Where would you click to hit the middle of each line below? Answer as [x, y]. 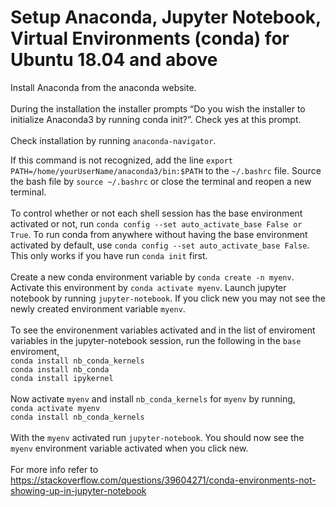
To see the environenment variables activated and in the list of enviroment [163, 330]
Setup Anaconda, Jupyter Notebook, [166, 17]
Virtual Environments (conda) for [150, 38]
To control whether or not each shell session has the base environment [156, 213]
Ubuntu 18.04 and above [114, 60]
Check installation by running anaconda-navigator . [113, 140]
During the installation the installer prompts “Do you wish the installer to [158, 108]
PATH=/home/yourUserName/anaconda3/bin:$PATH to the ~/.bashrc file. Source [166, 170]
